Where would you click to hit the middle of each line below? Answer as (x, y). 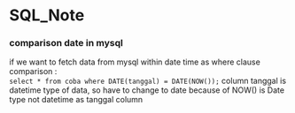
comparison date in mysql (66, 43)
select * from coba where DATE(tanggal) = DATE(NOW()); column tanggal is (147, 81)
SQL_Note (47, 15)
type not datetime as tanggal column (76, 100)
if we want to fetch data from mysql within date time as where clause (135, 62)
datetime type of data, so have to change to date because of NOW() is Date (147, 90)
